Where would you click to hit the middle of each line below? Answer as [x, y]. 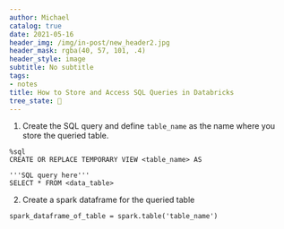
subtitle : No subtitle [52, 68]
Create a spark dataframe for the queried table [108, 200]
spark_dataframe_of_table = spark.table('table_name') [114, 216]
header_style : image [48, 59]
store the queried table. [65, 136]
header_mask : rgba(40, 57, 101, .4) [77, 51]
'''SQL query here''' [50, 175]
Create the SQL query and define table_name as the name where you [149, 126]
